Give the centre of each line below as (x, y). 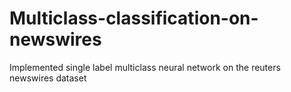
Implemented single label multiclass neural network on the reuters (145, 67)
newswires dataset (48, 78)
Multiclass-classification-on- (134, 18)
